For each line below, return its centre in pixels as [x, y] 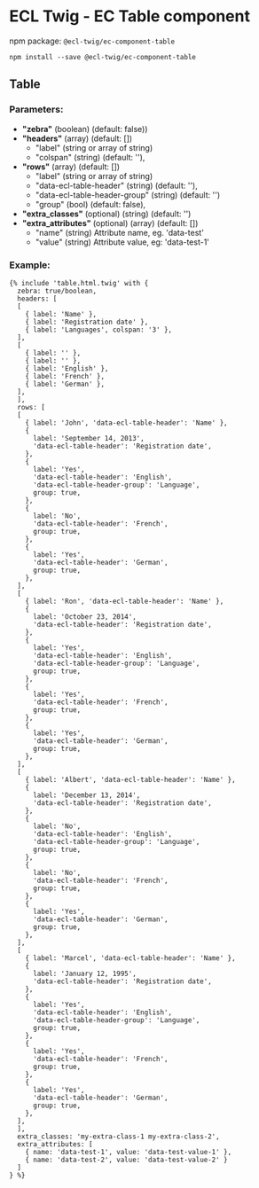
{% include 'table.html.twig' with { [79, 283]
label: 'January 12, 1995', [85, 973]
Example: [30, 265]
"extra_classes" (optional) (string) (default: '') [106, 214]
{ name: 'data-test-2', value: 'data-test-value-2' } [126, 1160]
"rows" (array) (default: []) [71, 167]
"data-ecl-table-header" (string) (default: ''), [116, 185]
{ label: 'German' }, [65, 384]
